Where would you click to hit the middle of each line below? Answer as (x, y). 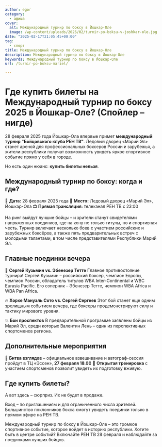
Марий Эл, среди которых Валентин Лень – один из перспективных (75, 326)
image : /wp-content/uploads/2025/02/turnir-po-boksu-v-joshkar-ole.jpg (83, 32)
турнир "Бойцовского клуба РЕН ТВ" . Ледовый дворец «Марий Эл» (76, 142)
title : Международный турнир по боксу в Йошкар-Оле (58, 50)
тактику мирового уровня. (32, 311)
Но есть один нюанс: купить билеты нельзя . (52, 166)
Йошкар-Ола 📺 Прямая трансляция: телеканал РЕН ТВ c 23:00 (72, 206)
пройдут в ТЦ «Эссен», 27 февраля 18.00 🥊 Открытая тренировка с (76, 363)
